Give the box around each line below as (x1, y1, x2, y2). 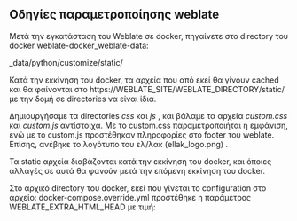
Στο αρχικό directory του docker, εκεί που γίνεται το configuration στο (9, 182, 267, 193)
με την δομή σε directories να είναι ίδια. (9, 93, 157, 104)
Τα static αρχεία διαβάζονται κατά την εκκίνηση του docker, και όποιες (9, 155, 272, 167)
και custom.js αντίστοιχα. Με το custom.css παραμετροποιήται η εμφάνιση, (9, 120, 288, 130)
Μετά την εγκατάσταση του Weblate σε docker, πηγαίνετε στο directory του (9, 30, 289, 41)
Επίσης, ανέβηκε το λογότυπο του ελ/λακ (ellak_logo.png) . (9, 138, 229, 149)
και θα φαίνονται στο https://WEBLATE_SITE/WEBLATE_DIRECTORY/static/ (9, 83, 285, 94)
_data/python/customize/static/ (9, 57, 124, 67)
